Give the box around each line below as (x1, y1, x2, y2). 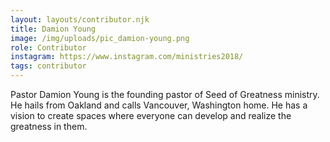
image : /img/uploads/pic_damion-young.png (10, 33, 190, 43)
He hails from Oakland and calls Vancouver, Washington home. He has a (10, 99, 308, 111)
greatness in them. (10, 121, 88, 132)
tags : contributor (10, 61, 87, 71)
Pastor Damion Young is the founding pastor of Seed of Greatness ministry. (10, 89, 320, 100)
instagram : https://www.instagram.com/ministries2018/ (10, 52, 244, 62)
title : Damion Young (10, 24, 97, 34)
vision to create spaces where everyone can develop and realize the (10, 110, 292, 121)
